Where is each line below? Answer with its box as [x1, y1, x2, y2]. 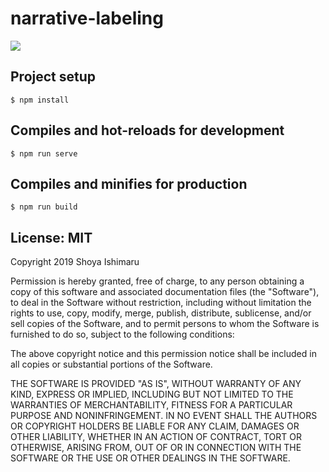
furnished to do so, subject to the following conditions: [10, 328, 235, 341]
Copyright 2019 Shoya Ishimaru [10, 256, 140, 268]
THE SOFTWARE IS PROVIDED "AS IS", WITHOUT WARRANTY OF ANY [10, 378, 302, 390]
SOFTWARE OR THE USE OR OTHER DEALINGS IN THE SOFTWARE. [10, 452, 291, 464]
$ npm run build [10, 202, 78, 212]
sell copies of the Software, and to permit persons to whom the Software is [10, 318, 320, 330]
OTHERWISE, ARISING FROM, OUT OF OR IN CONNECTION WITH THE [10, 442, 302, 454]
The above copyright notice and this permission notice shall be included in [10, 348, 317, 360]
